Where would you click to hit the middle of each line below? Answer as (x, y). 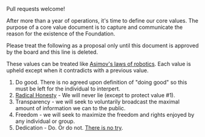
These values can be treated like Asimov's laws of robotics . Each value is (99, 64)
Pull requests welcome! (36, 9)
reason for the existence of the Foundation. (61, 34)
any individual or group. (45, 121)
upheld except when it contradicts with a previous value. (77, 70)
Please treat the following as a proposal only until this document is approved (102, 46)
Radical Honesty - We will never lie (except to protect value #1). (95, 95)
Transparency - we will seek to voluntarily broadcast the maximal (97, 102)
